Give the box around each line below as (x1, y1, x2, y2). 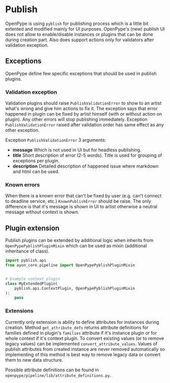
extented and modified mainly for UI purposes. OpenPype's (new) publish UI (5, 25, 165, 32)
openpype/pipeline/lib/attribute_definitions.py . (5, 372, 112, 378)
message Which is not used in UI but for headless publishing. (12, 147, 142, 153)
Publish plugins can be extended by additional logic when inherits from (5, 237, 154, 243)
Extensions (5, 307, 34, 314)
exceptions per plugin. (12, 158, 60, 164)
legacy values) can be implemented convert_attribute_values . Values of (5, 340, 158, 347)
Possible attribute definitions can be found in (5, 367, 99, 373)
